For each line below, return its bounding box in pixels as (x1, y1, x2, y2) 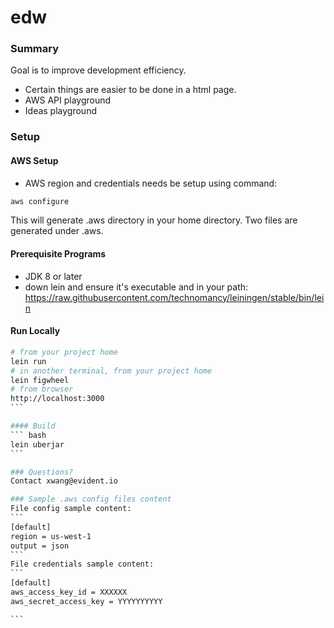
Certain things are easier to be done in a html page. (24, 84, 237, 96)
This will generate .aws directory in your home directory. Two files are (10, 214, 298, 226)
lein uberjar (10, 439, 65, 450)
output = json (10, 541, 70, 551)
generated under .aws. (10, 225, 104, 237)
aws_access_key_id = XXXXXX (10, 587, 128, 598)
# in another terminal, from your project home (10, 366, 213, 376)
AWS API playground (24, 94, 112, 106)
